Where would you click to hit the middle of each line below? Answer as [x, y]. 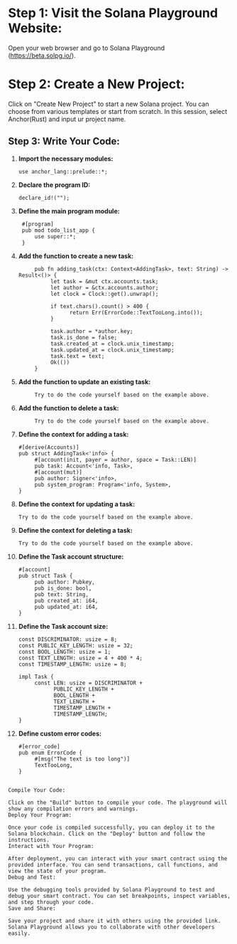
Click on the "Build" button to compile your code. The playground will [118, 802]
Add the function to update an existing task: [84, 381]
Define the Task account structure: [71, 556]
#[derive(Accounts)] [49, 447]
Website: [35, 28]
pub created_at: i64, [66, 600]
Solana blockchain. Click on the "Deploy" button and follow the [106, 834]
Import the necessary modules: [66, 159]
